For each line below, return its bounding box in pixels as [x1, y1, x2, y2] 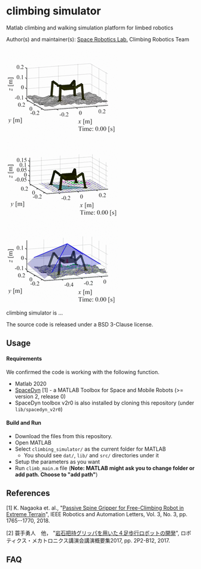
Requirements [6, 355, 42, 362]
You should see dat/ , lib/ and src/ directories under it [23, 451, 159, 459]
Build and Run [6, 419, 42, 427]
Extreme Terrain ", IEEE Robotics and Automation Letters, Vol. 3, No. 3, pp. [6, 510, 188, 517]
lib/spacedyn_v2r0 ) [14, 405, 63, 412]
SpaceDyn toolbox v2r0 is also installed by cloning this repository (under [14, 399, 194, 406]
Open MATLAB [14, 439, 52, 446]
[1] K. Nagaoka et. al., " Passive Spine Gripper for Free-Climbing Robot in [6, 504, 184, 511]
